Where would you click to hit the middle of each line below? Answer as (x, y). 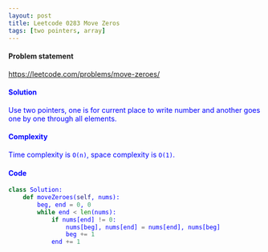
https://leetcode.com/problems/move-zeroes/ (84, 74)
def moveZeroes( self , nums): (71, 198)
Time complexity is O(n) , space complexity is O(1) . (91, 154)
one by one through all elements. (63, 118)
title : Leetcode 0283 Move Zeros (64, 23)
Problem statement (41, 56)
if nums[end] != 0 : (83, 220)
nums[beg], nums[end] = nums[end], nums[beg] (143, 227)
